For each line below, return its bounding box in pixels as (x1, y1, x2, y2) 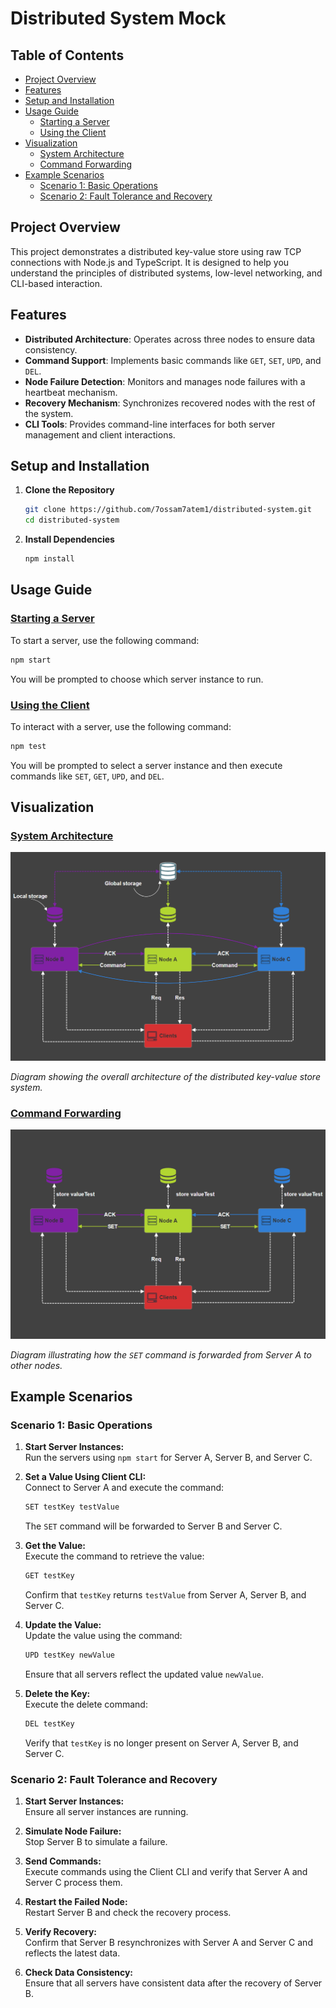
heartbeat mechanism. (24, 386, 118, 398)
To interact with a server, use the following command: (10, 720, 232, 732)
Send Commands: (24, 1855, 102, 1867)
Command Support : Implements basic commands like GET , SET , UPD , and (24, 354, 322, 366)
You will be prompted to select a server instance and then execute (10, 759, 283, 771)
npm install (24, 554, 75, 564)
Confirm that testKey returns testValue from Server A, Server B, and (24, 1589, 307, 1601)
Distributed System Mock (10, 7, 227, 30)
